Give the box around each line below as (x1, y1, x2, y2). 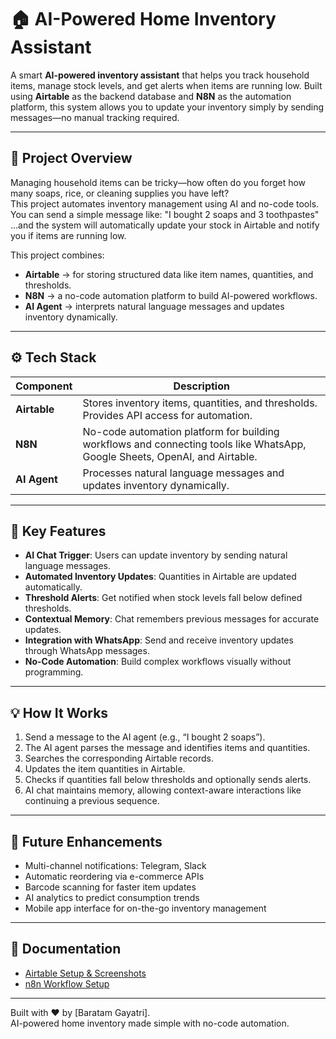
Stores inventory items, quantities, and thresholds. (82, 396, 318, 410)
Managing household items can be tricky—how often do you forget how (10, 176, 307, 188)
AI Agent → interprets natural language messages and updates (24, 300, 285, 312)
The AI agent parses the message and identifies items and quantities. (24, 742, 311, 754)
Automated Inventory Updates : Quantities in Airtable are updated (24, 571, 297, 583)
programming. (24, 666, 84, 678)
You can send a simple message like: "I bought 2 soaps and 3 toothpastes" (10, 208, 320, 220)
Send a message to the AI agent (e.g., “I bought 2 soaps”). (24, 731, 266, 743)
